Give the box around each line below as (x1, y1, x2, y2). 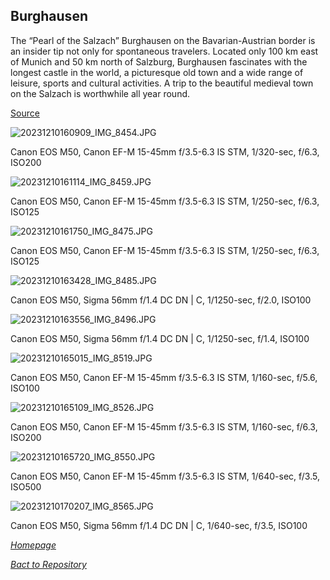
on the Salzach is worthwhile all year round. (10, 87, 191, 99)
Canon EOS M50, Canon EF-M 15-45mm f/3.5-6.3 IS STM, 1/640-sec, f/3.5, (10, 470, 320, 482)
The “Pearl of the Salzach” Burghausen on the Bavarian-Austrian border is (10, 34, 316, 46)
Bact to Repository (10, 558, 87, 570)
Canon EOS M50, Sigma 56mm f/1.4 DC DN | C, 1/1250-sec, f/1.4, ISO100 (10, 332, 310, 344)
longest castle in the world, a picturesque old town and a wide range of (10, 66, 304, 78)
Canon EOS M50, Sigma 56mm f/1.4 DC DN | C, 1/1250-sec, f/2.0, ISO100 (10, 294, 312, 306)
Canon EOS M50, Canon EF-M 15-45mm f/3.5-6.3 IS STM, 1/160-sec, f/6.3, (10, 420, 318, 433)
